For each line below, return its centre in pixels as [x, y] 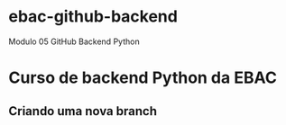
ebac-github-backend [93, 17]
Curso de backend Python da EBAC [143, 78]
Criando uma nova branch [83, 111]
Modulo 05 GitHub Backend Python [74, 41]
